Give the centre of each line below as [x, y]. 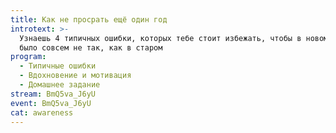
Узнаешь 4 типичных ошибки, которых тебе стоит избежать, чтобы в [160, 38]
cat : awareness [42, 112]
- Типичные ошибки [58, 66]
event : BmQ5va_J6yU [51, 103]
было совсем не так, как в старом [91, 47]
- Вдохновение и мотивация [75, 76]
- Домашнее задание [60, 85]
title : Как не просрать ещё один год [89, 19]
